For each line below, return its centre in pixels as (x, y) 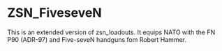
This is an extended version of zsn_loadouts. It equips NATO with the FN (111, 32)
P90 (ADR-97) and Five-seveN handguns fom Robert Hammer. (97, 39)
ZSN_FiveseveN (55, 13)
